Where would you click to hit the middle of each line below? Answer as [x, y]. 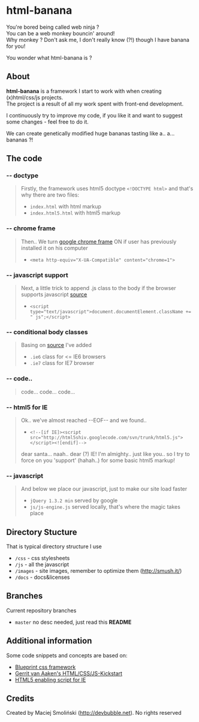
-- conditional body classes [47, 332]
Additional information [49, 641]
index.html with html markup [66, 207]
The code [24, 158]
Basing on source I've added [56, 345]
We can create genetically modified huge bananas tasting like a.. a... [91, 133]
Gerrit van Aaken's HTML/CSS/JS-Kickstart [69, 673]
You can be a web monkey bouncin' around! [61, 33]
